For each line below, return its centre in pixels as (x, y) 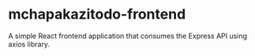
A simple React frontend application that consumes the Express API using (127, 36)
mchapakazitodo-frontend (97, 14)
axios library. (29, 44)
